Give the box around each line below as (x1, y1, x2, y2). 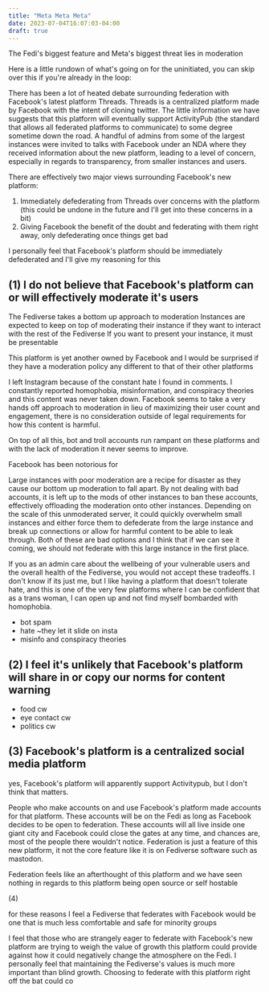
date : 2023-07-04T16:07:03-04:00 (8, 19, 120, 27)
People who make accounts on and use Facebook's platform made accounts (8, 802, 262, 812)
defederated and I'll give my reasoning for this (8, 255, 161, 264)
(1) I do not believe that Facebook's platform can (8, 278, 255, 292)
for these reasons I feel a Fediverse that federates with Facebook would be (8, 909, 256, 919)
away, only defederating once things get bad (19, 231, 169, 240)
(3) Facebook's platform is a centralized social (8, 744, 245, 758)
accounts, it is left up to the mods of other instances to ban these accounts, (8, 492, 259, 502)
